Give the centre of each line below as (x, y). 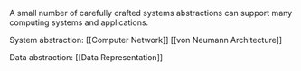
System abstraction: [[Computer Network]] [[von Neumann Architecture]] (146, 40)
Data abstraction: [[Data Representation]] (86, 57)
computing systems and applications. (79, 22)
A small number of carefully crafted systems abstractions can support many (151, 13)
